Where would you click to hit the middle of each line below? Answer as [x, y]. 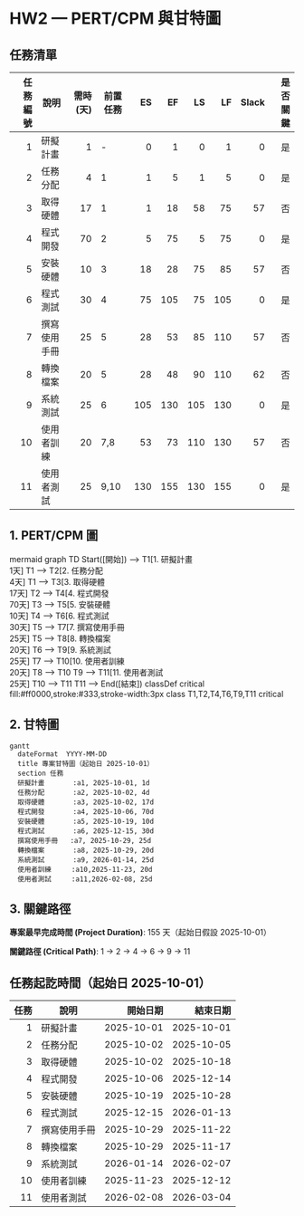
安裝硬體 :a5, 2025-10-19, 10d [86, 821]
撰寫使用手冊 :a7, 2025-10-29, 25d [85, 840]
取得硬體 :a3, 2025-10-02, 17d [86, 802]
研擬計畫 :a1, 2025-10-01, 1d [84, 783]
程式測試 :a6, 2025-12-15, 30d [86, 831]
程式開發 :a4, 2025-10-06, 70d [86, 811]
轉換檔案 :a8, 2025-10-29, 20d [86, 850]
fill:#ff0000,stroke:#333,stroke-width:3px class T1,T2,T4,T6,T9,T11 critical [147, 694]
